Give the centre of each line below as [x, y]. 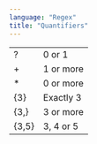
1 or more [63, 69]
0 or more [63, 83]
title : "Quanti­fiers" [49, 26]
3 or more [63, 111]
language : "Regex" [43, 17]
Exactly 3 [62, 97]
